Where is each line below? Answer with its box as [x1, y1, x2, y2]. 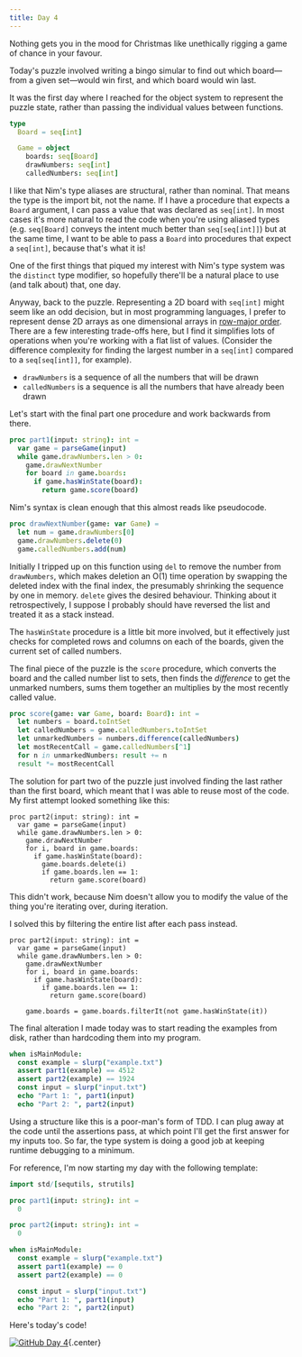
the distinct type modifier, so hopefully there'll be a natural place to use [9, 270, 279, 280]
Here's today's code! [9, 1320, 87, 1331]
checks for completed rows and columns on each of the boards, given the [9, 636, 284, 646]
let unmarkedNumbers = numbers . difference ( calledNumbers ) [17, 734, 241, 744]
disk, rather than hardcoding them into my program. [9, 1032, 201, 1042]
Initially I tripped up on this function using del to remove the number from [9, 561, 282, 572]
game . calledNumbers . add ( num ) [17, 545, 127, 554]
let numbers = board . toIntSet [17, 718, 131, 727]
